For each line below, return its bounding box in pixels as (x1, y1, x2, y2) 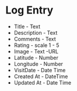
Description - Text (13, 29, 58, 36)
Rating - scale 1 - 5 (13, 42, 60, 49)
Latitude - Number (13, 54, 59, 61)
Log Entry (5, 4, 54, 17)
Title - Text (13, 23, 40, 30)
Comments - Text (13, 35, 56, 42)
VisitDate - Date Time (13, 66, 66, 73)
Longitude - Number (13, 60, 64, 68)
